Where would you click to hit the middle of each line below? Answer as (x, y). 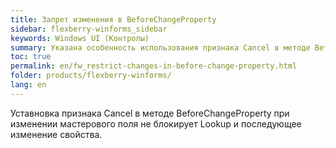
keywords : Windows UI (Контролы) (80, 38)
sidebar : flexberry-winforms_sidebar (89, 29)
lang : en (28, 85)
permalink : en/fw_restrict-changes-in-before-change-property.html (154, 66)
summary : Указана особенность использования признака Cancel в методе (160, 47)
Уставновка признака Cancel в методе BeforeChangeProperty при (150, 113)
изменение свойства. (56, 134)
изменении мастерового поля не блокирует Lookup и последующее (156, 123)
